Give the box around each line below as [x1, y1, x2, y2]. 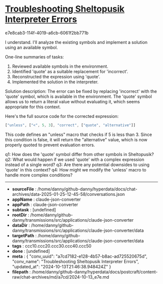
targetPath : [12, 232, 37, 238]
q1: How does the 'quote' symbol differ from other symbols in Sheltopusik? [5, 151, 154, 157]
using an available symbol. [5, 44, 58, 50]
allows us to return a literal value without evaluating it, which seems [5, 98, 140, 104]
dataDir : [12, 222, 30, 228]
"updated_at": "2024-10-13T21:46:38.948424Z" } [12, 264, 112, 269]
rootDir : [12, 212, 30, 218]
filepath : [12, 269, 31, 275]
